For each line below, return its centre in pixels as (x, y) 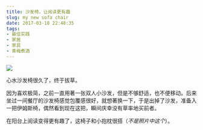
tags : (13, 29)
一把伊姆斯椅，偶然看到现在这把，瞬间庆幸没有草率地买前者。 (83, 108)
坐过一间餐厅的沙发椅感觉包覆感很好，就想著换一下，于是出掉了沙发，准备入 (101, 101)
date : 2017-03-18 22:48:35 (40, 23)
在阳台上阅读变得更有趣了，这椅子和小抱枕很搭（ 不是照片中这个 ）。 (90, 120)
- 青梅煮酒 (18, 51)
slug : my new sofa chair (37, 17)
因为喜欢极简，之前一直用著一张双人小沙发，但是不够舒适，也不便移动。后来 (101, 93)
